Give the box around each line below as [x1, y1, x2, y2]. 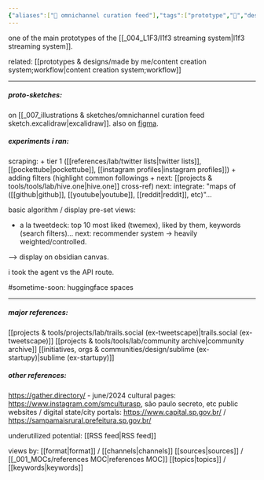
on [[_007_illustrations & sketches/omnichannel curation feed [8, 110, 205, 119]
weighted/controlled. [19, 236, 87, 246]
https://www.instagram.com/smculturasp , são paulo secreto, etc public [8, 398, 239, 409]
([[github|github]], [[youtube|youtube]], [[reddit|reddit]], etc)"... [8, 189, 212, 199]
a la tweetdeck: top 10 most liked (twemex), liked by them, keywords [19, 220, 241, 229]
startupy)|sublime [8, 353, 65, 362]
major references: [8, 308, 68, 317]
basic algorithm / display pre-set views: [8, 205, 136, 214]
